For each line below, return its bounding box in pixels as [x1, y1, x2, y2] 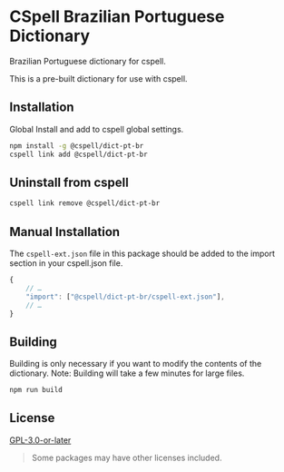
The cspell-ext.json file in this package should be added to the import [9, 248, 275, 259]
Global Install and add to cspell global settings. [9, 123, 184, 134]
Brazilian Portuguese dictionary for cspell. [9, 55, 166, 66]
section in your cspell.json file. [9, 258, 123, 269]
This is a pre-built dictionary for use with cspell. [9, 73, 188, 84]
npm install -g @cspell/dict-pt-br [9, 141, 144, 151]
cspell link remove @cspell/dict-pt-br [9, 199, 161, 208]
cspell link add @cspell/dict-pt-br [9, 150, 148, 159]
